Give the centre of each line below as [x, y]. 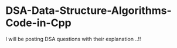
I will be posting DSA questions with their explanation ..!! [73, 39]
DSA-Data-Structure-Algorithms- [89, 11]
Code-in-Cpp [38, 23]
